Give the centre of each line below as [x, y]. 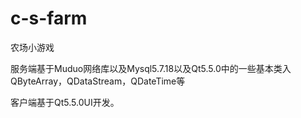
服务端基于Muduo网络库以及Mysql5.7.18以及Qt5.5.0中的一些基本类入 [151, 68]
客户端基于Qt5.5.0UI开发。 [65, 102]
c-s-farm [49, 18]
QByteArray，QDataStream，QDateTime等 [98, 81]
